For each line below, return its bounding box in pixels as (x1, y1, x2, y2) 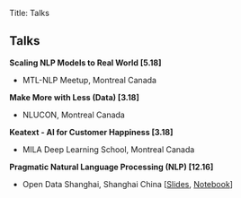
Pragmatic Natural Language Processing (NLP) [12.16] (9, 161, 214, 172)
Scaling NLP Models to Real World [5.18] (9, 57, 162, 68)
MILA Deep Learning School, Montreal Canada (22, 143, 195, 155)
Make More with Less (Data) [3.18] (9, 91, 139, 102)
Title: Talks (9, 8, 49, 18)
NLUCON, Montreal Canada (22, 109, 126, 120)
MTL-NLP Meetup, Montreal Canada (22, 74, 157, 85)
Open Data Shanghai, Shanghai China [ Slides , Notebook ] (22, 178, 234, 189)
